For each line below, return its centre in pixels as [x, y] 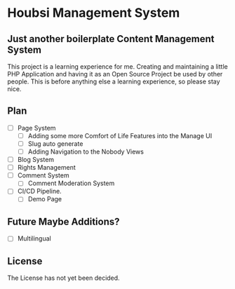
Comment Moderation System [71, 183]
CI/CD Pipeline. [39, 191]
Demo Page [45, 199]
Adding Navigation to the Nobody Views [86, 152]
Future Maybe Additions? [63, 221]
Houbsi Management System [94, 13]
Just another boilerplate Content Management [111, 39]
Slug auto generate [55, 143]
